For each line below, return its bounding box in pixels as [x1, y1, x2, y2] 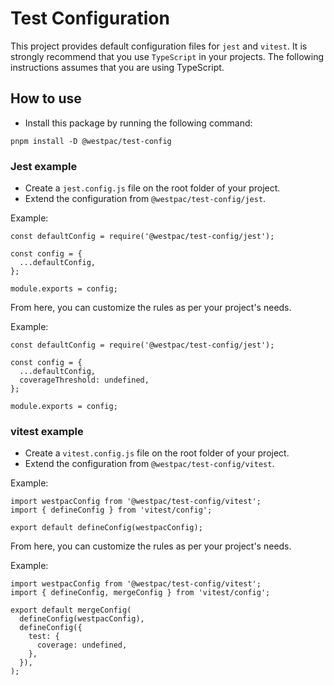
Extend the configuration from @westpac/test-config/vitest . [24, 458, 275, 470]
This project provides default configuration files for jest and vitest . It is [10, 40, 308, 52]
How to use [10, 90, 82, 107]
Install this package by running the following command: [24, 117, 253, 129]
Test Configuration [10, 7, 170, 30]
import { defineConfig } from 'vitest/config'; [10, 505, 213, 516]
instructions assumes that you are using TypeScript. [10, 61, 225, 73]
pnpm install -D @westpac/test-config [10, 136, 172, 146]
